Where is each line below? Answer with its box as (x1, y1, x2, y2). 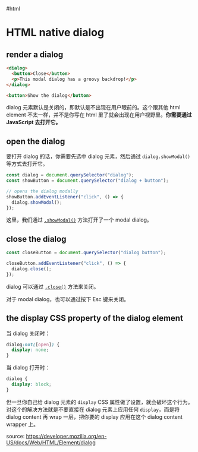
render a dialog (6, 49, 64, 59)
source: (6, 432, 25, 440)
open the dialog (6, 136, 65, 146)
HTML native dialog (6, 26, 105, 39)
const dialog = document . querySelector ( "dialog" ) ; (6, 172, 134, 178)
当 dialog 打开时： (6, 364, 51, 371)
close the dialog (6, 234, 67, 244)
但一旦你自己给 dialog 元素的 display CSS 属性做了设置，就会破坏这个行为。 (6, 398, 193, 406)
